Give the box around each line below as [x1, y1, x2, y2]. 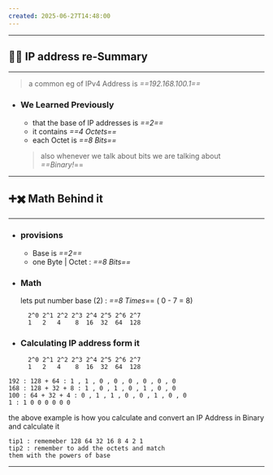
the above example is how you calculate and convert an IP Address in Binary [8, 413, 265, 423]
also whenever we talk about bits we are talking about [40, 151, 221, 161]
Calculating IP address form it [19, 337, 140, 349]
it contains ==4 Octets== [32, 126, 117, 136]
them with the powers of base [8, 451, 111, 460]
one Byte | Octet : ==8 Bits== [32, 257, 132, 266]
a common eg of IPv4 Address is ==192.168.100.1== [28, 79, 201, 89]
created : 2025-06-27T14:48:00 [8, 11, 111, 20]
